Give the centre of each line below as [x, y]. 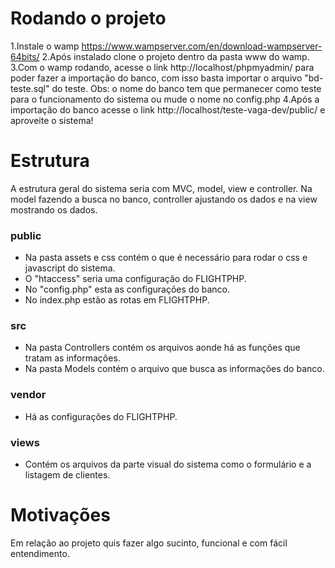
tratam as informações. [72, 358]
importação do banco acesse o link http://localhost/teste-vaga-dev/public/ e [168, 109]
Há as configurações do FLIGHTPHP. [101, 416]
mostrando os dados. [54, 209]
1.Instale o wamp [45, 46]
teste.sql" [30, 88]
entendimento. [40, 553]
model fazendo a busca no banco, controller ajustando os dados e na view [164, 199]
